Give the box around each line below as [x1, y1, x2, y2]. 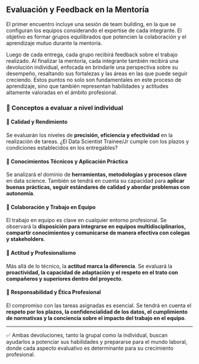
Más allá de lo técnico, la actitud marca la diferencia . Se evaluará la [6, 262, 173, 270]
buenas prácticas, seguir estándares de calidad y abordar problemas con [6, 183, 190, 191]
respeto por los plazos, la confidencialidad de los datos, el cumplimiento [6, 308, 188, 315]
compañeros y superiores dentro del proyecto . [6, 275, 123, 282]
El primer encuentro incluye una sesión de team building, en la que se [6, 20, 176, 27]
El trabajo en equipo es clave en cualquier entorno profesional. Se [6, 217, 167, 224]
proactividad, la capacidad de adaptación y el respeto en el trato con [6, 268, 178, 276]
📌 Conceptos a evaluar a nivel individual [6, 103, 123, 112]
